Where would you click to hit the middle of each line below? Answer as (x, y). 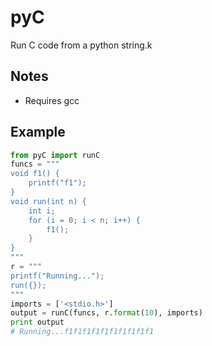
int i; (42, 211)
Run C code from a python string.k (81, 45)
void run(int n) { (48, 201)
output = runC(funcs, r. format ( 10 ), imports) (106, 313)
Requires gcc (52, 100)
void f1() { (35, 174)
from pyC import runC (55, 155)
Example (38, 132)
